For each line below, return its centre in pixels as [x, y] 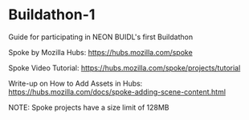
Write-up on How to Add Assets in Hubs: [76, 83]
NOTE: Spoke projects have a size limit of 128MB [89, 107]
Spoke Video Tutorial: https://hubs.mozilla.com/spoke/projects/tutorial [124, 68]
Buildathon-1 [52, 15]
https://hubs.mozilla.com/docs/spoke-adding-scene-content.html [117, 92]
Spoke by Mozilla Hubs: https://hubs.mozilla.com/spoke [100, 52]
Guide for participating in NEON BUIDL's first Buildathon [101, 37]
